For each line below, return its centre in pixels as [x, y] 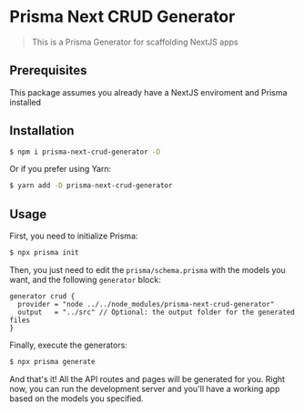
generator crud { [42, 297]
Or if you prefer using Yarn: [61, 169]
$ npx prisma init [44, 253]
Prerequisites [48, 71]
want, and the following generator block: [85, 280]
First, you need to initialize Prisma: [74, 236]
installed [25, 102]
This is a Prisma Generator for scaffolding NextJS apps [135, 42]
